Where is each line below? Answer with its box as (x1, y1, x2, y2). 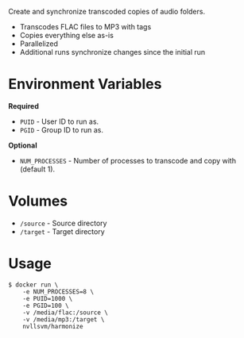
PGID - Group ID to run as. (19, 125, 104, 134)
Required (8, 101, 40, 110)
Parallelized (19, 39, 58, 48)
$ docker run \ (8, 281, 59, 289)
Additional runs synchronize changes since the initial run (19, 48, 206, 56)
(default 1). (19, 164, 56, 174)
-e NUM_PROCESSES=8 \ (22, 287, 94, 296)
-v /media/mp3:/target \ (22, 315, 105, 324)
